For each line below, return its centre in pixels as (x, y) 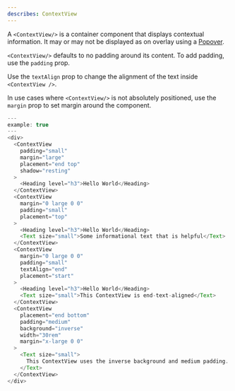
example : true (28, 124)
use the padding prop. (39, 63)
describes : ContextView (42, 14)
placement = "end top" (50, 164)
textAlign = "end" (44, 269)
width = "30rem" (41, 335)
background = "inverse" (52, 328)
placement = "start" (47, 276)
